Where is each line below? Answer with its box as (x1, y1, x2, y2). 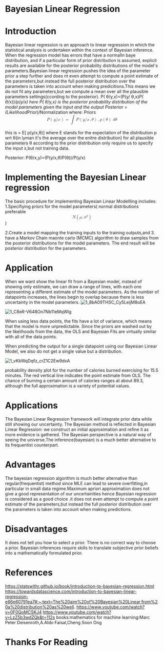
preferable (5, 208, 26, 214)
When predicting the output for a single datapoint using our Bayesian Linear (5, 343, 158, 349)
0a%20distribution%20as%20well (5, 604, 74, 610)
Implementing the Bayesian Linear (5, 172, 146, 183)
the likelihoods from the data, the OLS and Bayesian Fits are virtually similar (5, 328, 157, 334)
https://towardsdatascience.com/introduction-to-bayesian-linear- (5, 588, 137, 594)
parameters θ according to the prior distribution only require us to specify (5, 140, 153, 146)
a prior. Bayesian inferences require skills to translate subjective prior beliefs (5, 545, 159, 550)
